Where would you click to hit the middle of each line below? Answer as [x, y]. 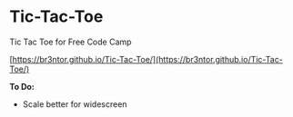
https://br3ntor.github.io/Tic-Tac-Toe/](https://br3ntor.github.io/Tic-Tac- [148, 59]
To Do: [22, 86]
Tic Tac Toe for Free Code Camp [71, 42]
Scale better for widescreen [75, 104]
